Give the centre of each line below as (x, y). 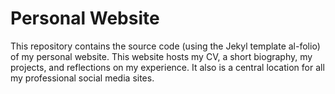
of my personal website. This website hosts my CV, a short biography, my (161, 56)
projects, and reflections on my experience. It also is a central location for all (167, 67)
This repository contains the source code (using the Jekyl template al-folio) (165, 46)
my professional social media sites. (82, 78)
